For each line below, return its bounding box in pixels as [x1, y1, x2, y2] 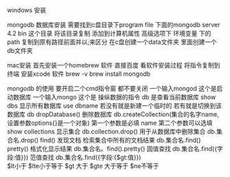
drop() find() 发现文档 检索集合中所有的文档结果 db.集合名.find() [21, 136, 201, 144]
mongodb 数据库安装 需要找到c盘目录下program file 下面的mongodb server [7, 21, 220, 29]
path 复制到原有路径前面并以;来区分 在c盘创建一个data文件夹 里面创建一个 [7, 38, 218, 46]
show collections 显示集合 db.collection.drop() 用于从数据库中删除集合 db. [7, 127, 217, 136]
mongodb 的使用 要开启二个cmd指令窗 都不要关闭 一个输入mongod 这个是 [7, 85, 218, 92]
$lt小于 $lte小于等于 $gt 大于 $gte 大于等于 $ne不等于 [7, 162, 159, 170]
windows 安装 [7, 6, 47, 14]
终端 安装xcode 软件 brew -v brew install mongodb [7, 70, 151, 78]
